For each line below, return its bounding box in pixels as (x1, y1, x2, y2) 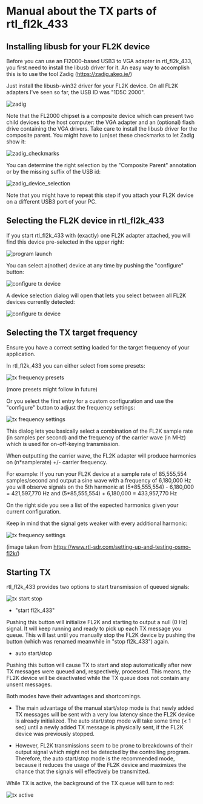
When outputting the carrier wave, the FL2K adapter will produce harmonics (6, 452, 196, 459)
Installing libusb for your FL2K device (6, 41, 150, 52)
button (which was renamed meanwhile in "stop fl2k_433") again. (6, 638, 170, 645)
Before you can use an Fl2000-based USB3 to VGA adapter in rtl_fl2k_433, (6, 58, 193, 64)
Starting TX (6, 567, 51, 578)
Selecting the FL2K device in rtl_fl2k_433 (6, 216, 165, 226)
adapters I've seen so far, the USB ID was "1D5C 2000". (6, 89, 145, 95)
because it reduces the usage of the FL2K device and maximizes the (15, 761, 187, 769)
